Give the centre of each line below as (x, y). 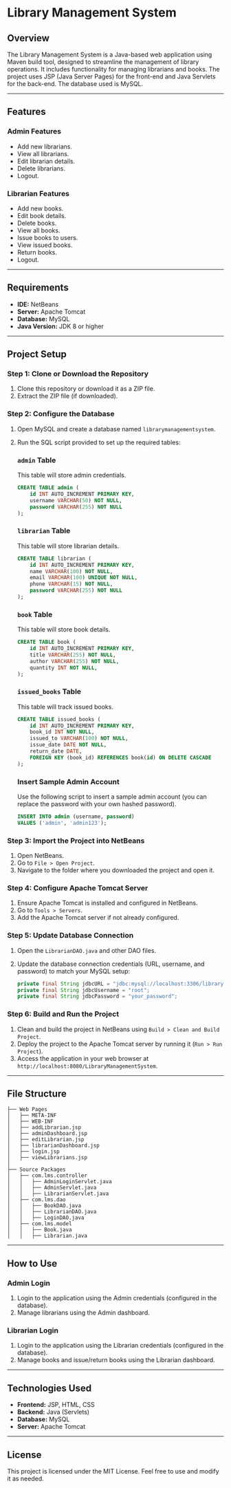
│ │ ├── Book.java (40, 1230)
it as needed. (26, 1478)
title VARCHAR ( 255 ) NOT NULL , (73, 655)
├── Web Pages (27, 1110)
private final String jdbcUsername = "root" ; (83, 990)
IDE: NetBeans (38, 304)
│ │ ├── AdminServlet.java (52, 1188)
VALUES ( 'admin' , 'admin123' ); (62, 823)
